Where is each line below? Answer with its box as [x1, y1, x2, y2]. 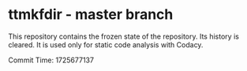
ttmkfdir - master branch [8, 6, 174, 24]
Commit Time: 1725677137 [8, 55, 95, 65]
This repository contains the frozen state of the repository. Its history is [8, 32, 239, 41]
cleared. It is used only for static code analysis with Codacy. [8, 39, 204, 49]
